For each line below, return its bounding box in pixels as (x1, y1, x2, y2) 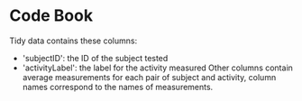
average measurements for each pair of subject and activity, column (22, 71, 277, 82)
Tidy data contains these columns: (9, 35, 138, 46)
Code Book (9, 5, 93, 26)
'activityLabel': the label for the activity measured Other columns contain (22, 62, 293, 73)
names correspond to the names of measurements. (22, 81, 214, 92)
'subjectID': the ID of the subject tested (22, 52, 169, 63)
